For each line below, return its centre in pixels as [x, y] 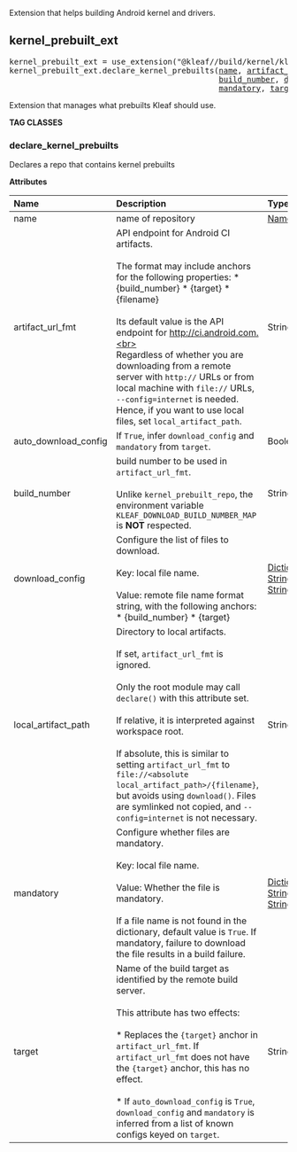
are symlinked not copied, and [179, 807]
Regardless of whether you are [180, 355]
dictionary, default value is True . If [187, 932]
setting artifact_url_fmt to [173, 765]
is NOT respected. [154, 525]
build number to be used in [172, 462]
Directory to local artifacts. [171, 632]
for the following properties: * [178, 277]
